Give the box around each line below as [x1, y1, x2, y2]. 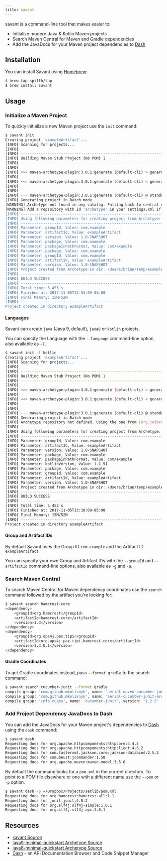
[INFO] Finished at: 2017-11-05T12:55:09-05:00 [5, 290, 106, 295]
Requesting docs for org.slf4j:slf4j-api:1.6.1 [5, 807, 106, 812]
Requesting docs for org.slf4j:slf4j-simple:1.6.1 [5, 803, 112, 808]
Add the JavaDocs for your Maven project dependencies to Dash [12, 41, 146, 47]
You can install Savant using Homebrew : [5, 69, 88, 75]
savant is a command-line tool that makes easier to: [5, 21, 111, 27]
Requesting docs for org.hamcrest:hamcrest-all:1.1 [5, 793, 114, 798]
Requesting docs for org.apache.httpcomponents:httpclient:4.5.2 [5, 745, 143, 751]
